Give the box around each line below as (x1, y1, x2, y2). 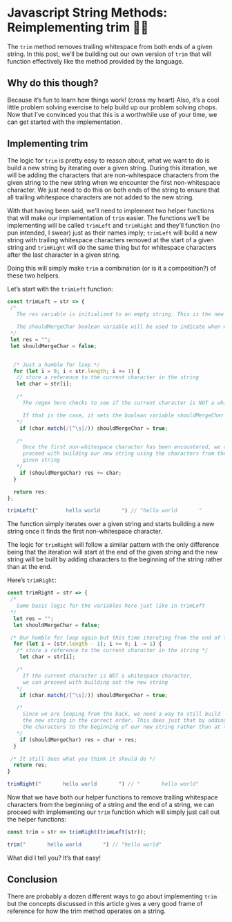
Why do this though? (7, 78, 99, 89)
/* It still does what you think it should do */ (10, 755, 156, 762)
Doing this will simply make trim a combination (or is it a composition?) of (7, 264, 216, 272)
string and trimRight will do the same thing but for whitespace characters (7, 243, 217, 251)
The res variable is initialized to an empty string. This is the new (16, 311, 224, 318)
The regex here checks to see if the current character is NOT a (22, 399, 215, 406)
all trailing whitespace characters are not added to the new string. (7, 192, 195, 201)
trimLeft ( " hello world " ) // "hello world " (7, 507, 202, 514)
